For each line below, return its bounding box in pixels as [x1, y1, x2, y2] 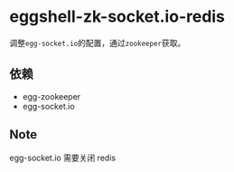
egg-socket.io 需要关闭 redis [9, 152, 116, 163]
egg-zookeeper [22, 91, 81, 101]
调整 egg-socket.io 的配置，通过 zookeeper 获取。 [9, 37, 186, 48]
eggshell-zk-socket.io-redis [9, 6, 226, 27]
